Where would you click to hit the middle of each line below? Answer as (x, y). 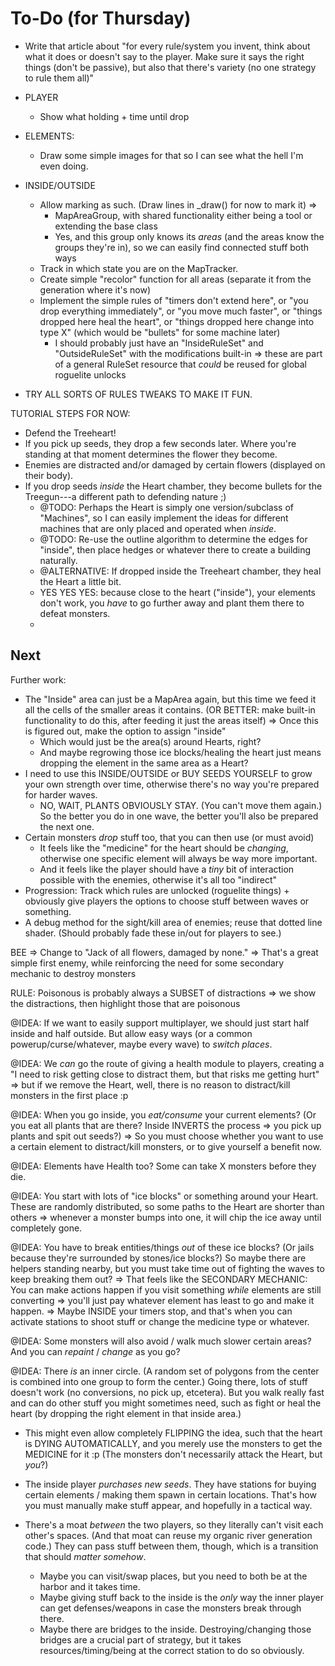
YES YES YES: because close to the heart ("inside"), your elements (178, 592)
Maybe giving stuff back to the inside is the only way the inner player (182, 1597)
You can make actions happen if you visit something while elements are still (166, 1289)
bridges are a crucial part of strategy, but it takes (140, 1639)
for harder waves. (61, 794)
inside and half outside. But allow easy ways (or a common (131, 1033)
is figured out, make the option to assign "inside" (125, 731)
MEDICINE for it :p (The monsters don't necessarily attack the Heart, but (173, 1454)
